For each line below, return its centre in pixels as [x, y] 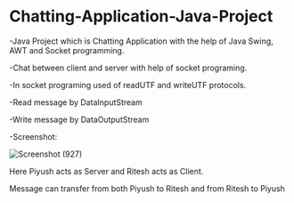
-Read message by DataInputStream [76, 102]
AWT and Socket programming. [67, 50]
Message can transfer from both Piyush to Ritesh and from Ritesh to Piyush [147, 188]
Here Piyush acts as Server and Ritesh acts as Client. [106, 171]
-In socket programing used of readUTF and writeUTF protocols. [128, 85]
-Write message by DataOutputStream [79, 119]
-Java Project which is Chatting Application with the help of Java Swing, [141, 41]
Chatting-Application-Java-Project [141, 16]
